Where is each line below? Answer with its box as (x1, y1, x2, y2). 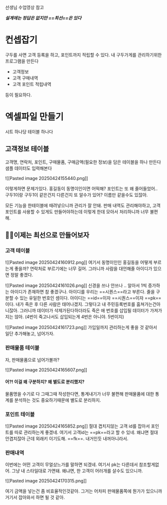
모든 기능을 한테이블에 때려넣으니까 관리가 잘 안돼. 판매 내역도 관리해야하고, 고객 (5, 202, 161, 208)
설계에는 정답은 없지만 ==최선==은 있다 (5, 15, 82, 21)
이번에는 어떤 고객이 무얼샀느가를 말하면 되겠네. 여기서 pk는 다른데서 (5, 461, 138, 467)
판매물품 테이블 (5, 344, 40, 351)
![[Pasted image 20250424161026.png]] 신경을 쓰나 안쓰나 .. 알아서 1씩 (5, 282, 147, 288)
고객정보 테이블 (5, 144, 49, 153)
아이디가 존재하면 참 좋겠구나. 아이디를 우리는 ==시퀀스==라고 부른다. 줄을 (10, 289, 155, 295)
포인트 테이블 (5, 410, 35, 417)
